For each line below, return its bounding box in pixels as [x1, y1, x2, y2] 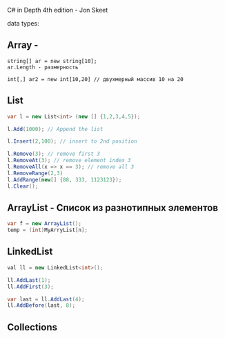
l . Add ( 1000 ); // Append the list [7, 125, 104, 132]
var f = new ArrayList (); [7, 220, 81, 227]
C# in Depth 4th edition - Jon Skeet [7, 6, 108, 14]
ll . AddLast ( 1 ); [7, 276, 51, 283]
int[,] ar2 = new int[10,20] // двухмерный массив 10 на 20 [7, 75, 184, 82]
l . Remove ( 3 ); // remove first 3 [7, 150, 100, 158]
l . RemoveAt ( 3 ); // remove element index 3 [7, 157, 131, 164]
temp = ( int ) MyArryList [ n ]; [7, 226, 88, 234]
